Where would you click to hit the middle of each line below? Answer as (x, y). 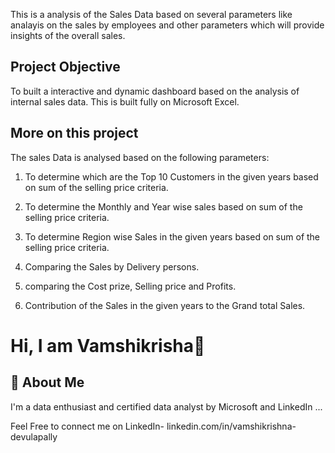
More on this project (74, 133)
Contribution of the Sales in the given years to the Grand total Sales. (165, 305)
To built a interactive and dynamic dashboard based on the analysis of (155, 91)
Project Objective (65, 67)
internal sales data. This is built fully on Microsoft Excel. (125, 101)
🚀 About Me (47, 382)
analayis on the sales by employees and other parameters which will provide (167, 25)
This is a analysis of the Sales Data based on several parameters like (151, 14)
